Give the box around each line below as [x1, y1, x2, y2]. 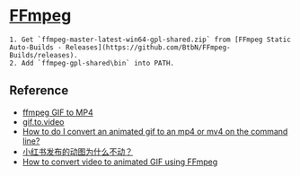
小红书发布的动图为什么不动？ [22, 145, 133, 157]
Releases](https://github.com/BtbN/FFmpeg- [66, 42, 231, 52]
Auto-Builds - [9, 42, 63, 52]
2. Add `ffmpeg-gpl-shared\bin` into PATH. [9, 58, 175, 67]
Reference [9, 83, 69, 99]
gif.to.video [22, 116, 65, 127]
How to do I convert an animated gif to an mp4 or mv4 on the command [22, 126, 288, 136]
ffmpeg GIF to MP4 [22, 107, 93, 118]
